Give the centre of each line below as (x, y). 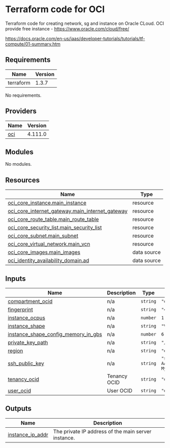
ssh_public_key (26, 363)
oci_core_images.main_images (44, 252)
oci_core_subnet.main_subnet (43, 236)
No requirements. (24, 95)
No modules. (18, 164)
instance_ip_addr (28, 434)
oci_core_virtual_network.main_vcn (49, 244)
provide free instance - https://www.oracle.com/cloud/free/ (67, 28)
